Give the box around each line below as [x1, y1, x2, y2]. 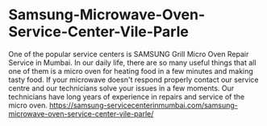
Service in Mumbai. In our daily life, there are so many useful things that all [8, 58, 257, 67]
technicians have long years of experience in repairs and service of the [8, 91, 244, 101]
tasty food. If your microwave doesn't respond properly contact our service [8, 75, 260, 84]
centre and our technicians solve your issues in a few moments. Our [8, 83, 235, 93]
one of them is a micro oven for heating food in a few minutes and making [8, 66, 254, 75]
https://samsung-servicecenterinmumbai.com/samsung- [49, 100, 238, 110]
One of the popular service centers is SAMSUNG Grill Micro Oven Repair [8, 49, 249, 59]
